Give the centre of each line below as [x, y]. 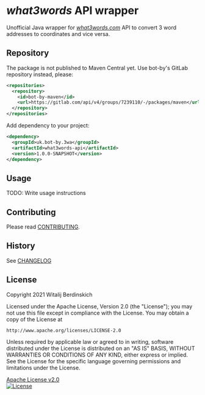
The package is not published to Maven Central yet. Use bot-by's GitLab [97, 68]
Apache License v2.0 [33, 379]
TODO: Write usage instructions [46, 193]
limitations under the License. [43, 368]
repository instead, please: [40, 74]
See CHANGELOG [29, 260]
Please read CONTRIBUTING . [43, 227]
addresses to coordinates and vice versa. [58, 34]
